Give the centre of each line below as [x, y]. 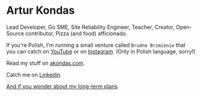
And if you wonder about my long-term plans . [63, 86]
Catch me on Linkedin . [34, 74]
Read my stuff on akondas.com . [46, 63]
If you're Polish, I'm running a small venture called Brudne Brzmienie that [96, 45]
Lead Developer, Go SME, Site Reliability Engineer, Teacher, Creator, [91, 27]
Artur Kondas [41, 10]
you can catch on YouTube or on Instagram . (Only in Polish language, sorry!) [101, 51]
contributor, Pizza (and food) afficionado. [76, 33]
